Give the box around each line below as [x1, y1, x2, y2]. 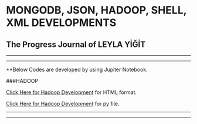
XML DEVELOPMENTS [6, 16, 117, 29]
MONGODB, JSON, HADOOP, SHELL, [6, 4, 186, 17]
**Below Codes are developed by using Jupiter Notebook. [6, 66, 148, 73]
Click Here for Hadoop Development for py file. [6, 100, 120, 107]
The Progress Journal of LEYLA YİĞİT [6, 39, 145, 49]
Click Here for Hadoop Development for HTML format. [6, 89, 137, 96]
